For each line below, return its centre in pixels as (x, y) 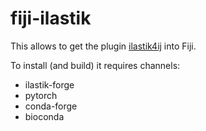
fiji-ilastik (51, 18)
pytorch (41, 95)
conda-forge (51, 106)
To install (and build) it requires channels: (95, 65)
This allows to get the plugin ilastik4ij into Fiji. (103, 46)
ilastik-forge (49, 84)
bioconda (44, 116)
